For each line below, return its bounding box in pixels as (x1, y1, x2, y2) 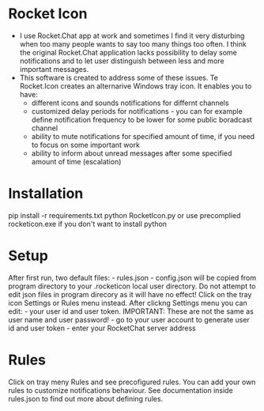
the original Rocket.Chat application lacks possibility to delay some (19, 47, 237, 57)
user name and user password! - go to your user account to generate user (8, 315, 251, 324)
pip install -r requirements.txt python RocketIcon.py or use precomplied (8, 210, 241, 220)
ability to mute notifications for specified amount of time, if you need (31, 131, 255, 141)
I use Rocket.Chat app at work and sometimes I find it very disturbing (19, 31, 245, 40)
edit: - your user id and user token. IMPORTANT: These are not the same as (8, 306, 255, 316)
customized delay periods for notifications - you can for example (31, 106, 243, 115)
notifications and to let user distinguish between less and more (19, 56, 224, 66)
